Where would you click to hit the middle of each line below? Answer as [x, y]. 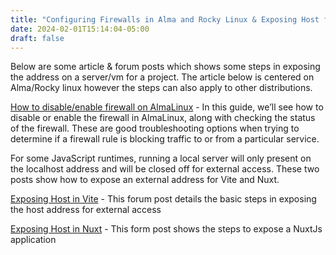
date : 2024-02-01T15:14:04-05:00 [80, 29]
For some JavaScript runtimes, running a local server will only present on [161, 158]
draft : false [37, 38]
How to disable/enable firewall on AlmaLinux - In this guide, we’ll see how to [167, 107]
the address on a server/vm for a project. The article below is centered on [162, 77]
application [33, 240]
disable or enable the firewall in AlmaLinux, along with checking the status [163, 118]
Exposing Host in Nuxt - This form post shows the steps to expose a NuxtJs [166, 229]
